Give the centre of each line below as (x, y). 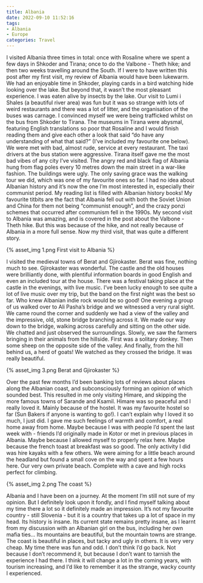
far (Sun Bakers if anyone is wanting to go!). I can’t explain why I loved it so (100, 414)
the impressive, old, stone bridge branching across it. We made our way (96, 320)
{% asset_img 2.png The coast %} (49, 484)
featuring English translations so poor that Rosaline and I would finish (92, 128)
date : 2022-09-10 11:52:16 (40, 18)
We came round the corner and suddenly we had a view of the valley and (98, 313)
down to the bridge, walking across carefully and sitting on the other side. (98, 326)
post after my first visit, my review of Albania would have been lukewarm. (98, 77)
